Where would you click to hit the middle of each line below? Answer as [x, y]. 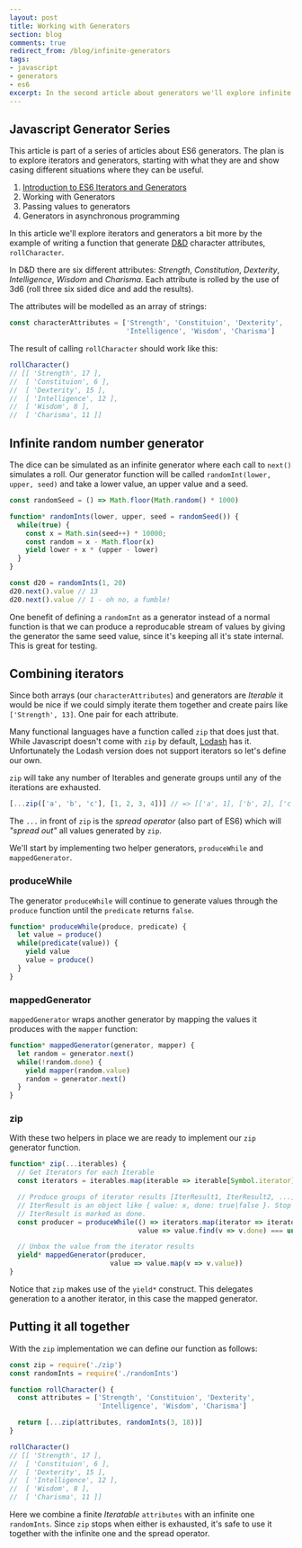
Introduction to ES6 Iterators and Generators [104, 187]
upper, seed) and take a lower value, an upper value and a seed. [129, 484]
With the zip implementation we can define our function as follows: [133, 1348]
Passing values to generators [76, 207]
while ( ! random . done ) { [60, 1062]
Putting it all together [70, 1327]
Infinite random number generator [107, 443]
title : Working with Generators [70, 26]
